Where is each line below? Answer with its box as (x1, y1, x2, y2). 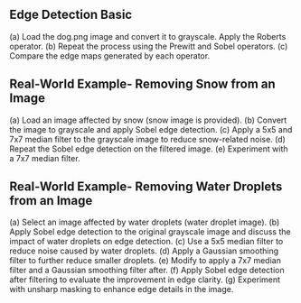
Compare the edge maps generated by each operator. (9, 50, 211, 61)
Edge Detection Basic (9, 7, 133, 23)
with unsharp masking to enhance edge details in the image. (9, 284, 234, 295)
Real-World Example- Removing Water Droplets (9, 179, 283, 195)
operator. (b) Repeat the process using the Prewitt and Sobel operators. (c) (9, 41, 288, 51)
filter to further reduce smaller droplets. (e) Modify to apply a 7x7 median (9, 255, 282, 266)
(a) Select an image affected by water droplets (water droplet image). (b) (9, 216, 280, 228)
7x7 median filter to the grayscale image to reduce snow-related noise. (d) (9, 133, 287, 144)
